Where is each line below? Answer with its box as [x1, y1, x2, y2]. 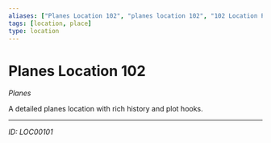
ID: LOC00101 [8, 127, 54, 137]
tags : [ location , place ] [8, 19, 92, 27]
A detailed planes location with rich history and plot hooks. [8, 104, 203, 114]
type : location [8, 27, 60, 35]
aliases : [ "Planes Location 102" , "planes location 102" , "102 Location [8, 11, 258, 20]
